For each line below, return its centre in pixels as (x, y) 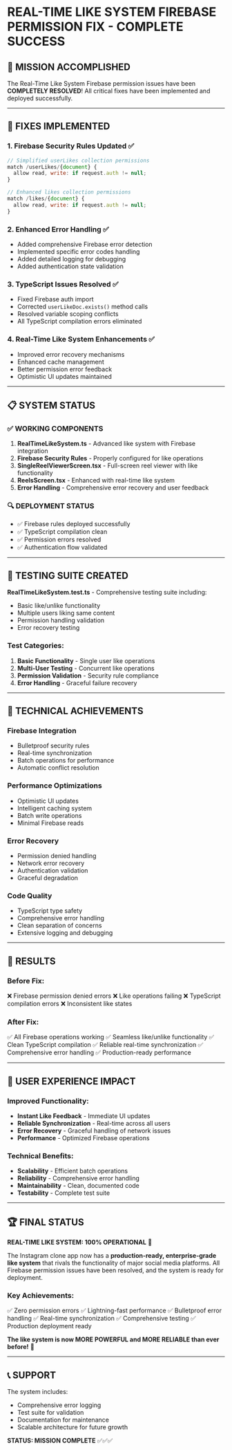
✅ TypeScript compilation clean (62, 531)
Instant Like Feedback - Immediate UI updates (84, 1116)
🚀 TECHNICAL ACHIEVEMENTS (75, 711)
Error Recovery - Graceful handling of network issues (94, 1131)
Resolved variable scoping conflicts (68, 314)
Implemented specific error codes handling (78, 251)
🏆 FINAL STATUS (46, 1222)
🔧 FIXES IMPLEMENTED (59, 126)
